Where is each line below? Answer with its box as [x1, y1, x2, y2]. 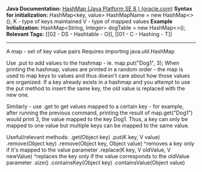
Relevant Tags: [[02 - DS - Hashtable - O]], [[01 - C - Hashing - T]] [6, 31, 173, 38]
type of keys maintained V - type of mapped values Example [22, 18, 173, 25]
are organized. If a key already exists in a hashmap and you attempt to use [6, 79, 191, 86]
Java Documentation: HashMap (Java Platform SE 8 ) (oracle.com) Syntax [6, 5, 192, 12]
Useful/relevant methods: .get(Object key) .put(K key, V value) [6, 134, 161, 140]
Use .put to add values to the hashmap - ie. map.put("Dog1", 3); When [6, 59, 180, 67]
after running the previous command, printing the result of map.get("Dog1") [6, 109, 193, 116]
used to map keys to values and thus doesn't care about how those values [6, 72, 191, 79]
